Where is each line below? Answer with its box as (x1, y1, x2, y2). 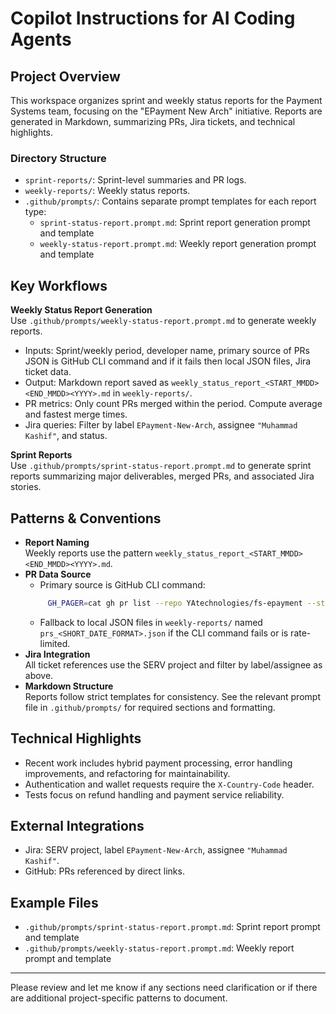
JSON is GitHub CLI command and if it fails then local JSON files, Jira (24, 355, 312, 367)
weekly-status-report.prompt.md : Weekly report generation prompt (39, 238, 317, 250)
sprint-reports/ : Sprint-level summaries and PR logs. (24, 174, 247, 186)
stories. (10, 481, 42, 493)
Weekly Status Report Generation (10, 304, 153, 316)
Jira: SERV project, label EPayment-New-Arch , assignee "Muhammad (24, 844, 288, 856)
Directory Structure (10, 151, 107, 165)
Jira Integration (24, 648, 91, 660)
